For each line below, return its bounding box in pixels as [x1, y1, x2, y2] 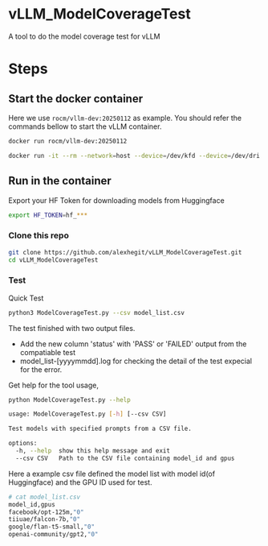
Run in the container [8, 174, 112, 188]
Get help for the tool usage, [8, 380, 99, 390]
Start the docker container [8, 92, 143, 105]
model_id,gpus [8, 500, 56, 508]
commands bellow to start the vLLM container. [8, 122, 162, 131]
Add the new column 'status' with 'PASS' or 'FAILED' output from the [19, 339, 247, 349]
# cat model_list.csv [8, 493, 81, 501]
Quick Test [8, 293, 44, 303]
